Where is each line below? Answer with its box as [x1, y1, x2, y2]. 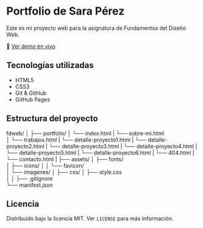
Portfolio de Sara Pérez [6, 4, 125, 18]
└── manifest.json [6, 181, 53, 188]
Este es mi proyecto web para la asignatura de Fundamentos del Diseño [6, 24, 187, 32]
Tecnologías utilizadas [6, 60, 94, 71]
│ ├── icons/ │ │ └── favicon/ [6, 162, 84, 169]
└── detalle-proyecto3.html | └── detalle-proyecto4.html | [48, 142, 198, 150]
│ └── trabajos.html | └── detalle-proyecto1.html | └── [6, 136, 147, 143]
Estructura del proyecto [6, 114, 99, 124]
